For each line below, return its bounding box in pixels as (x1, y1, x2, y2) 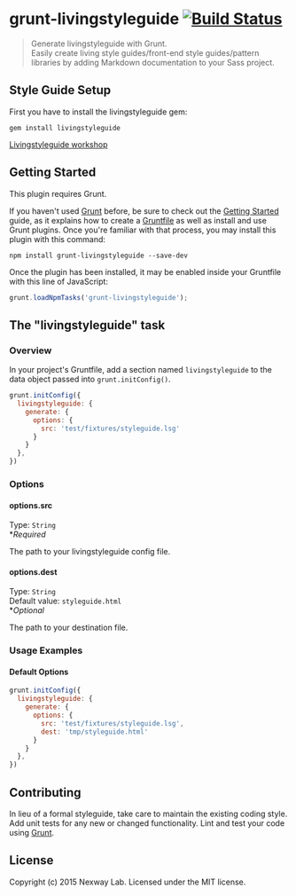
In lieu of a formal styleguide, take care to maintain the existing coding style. (9, 808, 288, 820)
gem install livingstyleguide (9, 123, 121, 132)
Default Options (9, 666, 69, 677)
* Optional (9, 605, 44, 616)
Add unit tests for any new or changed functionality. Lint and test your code (9, 818, 285, 829)
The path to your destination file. (9, 622, 129, 633)
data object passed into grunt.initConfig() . (9, 373, 171, 385)
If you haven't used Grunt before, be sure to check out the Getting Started (9, 205, 279, 216)
